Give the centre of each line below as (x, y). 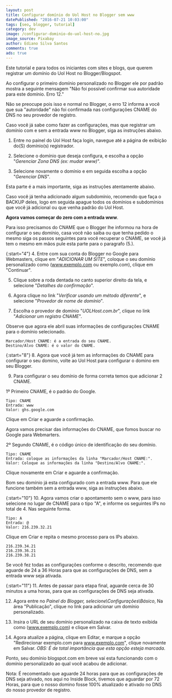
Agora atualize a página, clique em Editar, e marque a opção (77, 637)
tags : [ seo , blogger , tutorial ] (40, 24)
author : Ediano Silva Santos (37, 44)
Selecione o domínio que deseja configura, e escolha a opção (78, 156)
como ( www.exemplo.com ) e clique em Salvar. (62, 627)
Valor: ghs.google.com (30, 410)
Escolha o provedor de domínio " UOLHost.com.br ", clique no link (82, 311)
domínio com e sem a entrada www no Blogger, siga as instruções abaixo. (84, 130)
